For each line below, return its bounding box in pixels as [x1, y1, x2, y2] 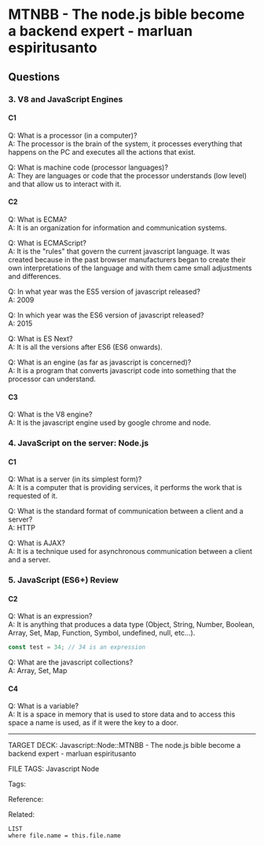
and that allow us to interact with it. [8, 179, 122, 189]
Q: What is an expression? [8, 611, 93, 621]
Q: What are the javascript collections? [8, 657, 134, 667]
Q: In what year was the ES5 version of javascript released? [8, 287, 200, 296]
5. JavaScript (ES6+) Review [8, 575, 119, 586]
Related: [8, 810, 35, 819]
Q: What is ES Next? [8, 334, 73, 343]
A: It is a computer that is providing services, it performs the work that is [8, 483, 242, 493]
